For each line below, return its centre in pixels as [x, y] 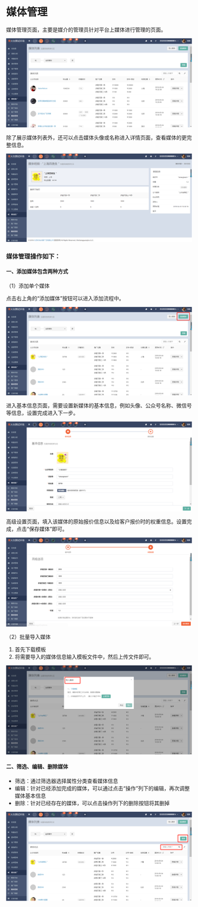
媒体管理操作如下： [33, 256]
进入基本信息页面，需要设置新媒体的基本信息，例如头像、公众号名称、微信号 [99, 406]
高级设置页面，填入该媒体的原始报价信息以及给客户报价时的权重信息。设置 [96, 521]
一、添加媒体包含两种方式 [37, 271]
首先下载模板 [30, 650]
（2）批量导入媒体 [29, 637]
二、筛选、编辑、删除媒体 [37, 767]
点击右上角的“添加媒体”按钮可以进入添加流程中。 [65, 298]
